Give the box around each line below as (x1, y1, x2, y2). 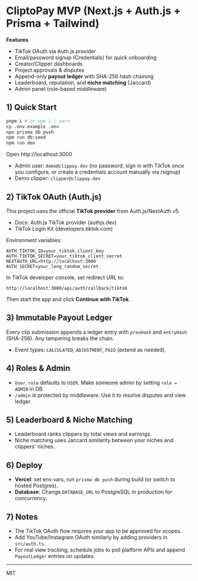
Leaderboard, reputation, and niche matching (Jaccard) (14, 79, 151, 86)
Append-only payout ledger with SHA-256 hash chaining (14, 73, 154, 80)
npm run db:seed (6, 135, 46, 141)
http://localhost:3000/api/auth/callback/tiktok (6, 285, 128, 291)
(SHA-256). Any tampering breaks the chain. (6, 335, 114, 342)
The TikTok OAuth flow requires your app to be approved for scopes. (14, 527, 182, 534)
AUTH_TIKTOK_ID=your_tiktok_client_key (6, 248, 104, 254)
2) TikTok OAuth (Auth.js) (6, 192, 102, 202)
